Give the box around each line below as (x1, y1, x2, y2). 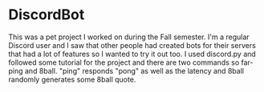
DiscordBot (8, 6, 85, 24)
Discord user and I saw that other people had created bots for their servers (8, 40, 257, 50)
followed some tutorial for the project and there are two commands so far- (8, 58, 254, 67)
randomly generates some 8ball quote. (8, 74, 136, 84)
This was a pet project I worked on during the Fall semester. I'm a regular (8, 32, 250, 42)
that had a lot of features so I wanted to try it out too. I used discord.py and (8, 49, 257, 58)
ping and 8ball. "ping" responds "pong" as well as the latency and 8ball (8, 66, 245, 75)
